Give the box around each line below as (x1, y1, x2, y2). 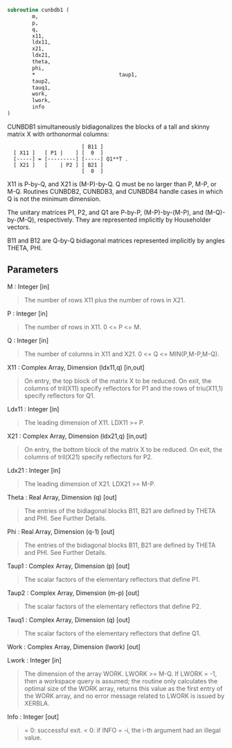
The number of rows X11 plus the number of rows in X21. (24, 295, 186, 304)
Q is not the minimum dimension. (7, 195, 101, 203)
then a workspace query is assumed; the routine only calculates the (24, 676, 218, 685)
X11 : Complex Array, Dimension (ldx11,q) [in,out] (7, 363, 145, 371)
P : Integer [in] (7, 309, 48, 318)
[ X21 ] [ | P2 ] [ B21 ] (13, 161, 104, 168)
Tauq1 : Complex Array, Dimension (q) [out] (7, 615, 130, 624)
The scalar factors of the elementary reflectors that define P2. (24, 602, 202, 610)
